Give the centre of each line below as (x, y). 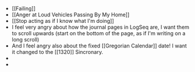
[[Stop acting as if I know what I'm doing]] (63, 21)
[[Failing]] (24, 8)
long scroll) (25, 40)
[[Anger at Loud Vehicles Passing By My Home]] (71, 15)
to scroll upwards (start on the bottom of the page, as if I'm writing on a (99, 33)
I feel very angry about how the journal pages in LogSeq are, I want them (100, 27)
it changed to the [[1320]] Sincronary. (57, 52)
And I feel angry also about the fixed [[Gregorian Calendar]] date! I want (99, 46)
